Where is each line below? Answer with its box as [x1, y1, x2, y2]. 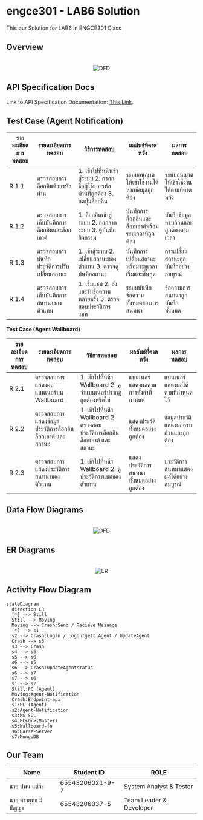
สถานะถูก [164, 255, 186, 263]
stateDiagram [6, 601, 39, 607]
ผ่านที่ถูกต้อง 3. [78, 189, 114, 198]
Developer [123, 803, 153, 812]
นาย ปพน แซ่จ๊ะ [9, 782, 44, 790]
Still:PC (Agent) [11, 686, 56, 692]
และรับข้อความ [78, 287, 111, 296]
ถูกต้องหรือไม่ [80, 396, 111, 404]
